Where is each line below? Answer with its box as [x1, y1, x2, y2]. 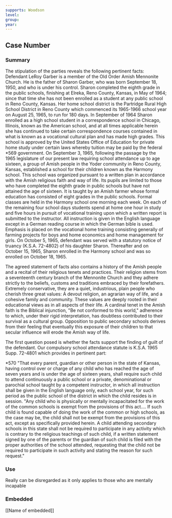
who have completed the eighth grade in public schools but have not [5, 182, 150, 189]
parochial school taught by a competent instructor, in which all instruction [5, 381, 160, 388]
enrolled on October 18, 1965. [5, 253, 68, 260]
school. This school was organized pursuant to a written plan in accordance [5, 172, 165, 178]
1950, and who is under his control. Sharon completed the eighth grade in [5, 84, 160, 90]
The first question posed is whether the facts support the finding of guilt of [5, 339, 163, 345]
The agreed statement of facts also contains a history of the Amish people [5, 263, 162, 270]
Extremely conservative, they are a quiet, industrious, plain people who [5, 285, 155, 291]
